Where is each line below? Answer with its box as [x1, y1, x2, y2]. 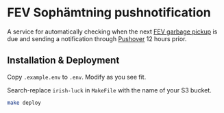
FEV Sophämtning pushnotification [7, 5, 211, 21]
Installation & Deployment [7, 55, 120, 66]
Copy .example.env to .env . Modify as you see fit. [7, 73, 147, 81]
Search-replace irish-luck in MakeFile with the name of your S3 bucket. [7, 86, 212, 94]
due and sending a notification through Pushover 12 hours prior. [7, 34, 187, 42]
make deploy [7, 99, 41, 106]
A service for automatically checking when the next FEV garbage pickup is [7, 27, 218, 36]
